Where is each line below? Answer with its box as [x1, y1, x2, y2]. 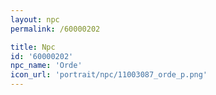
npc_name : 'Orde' [10, 61, 83, 71]
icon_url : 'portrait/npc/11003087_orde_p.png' [10, 70, 208, 80]
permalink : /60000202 [10, 24, 101, 34]
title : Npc [10, 42, 56, 52]
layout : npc [10, 14, 60, 25]
